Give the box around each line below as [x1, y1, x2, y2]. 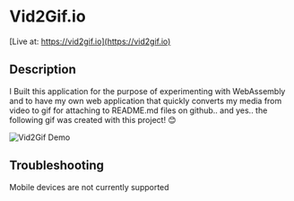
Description [9, 62, 76, 77]
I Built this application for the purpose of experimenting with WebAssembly [9, 85, 286, 96]
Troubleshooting [9, 158, 105, 173]
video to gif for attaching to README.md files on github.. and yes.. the [9, 105, 268, 116]
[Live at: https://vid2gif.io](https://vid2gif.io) [9, 36, 171, 47]
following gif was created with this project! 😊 [9, 114, 177, 125]
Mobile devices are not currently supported [9, 181, 169, 192]
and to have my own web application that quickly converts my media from [9, 95, 282, 106]
